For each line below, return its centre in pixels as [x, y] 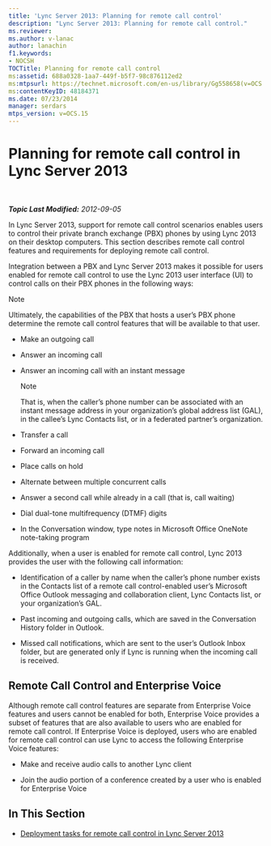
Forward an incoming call [62, 450]
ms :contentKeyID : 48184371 [54, 91]
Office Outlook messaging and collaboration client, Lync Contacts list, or [140, 594]
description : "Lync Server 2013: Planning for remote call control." [128, 23]
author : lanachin [38, 46]
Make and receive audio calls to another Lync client [106, 764]
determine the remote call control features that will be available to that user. [134, 323]
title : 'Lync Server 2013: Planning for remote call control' [115, 16]
